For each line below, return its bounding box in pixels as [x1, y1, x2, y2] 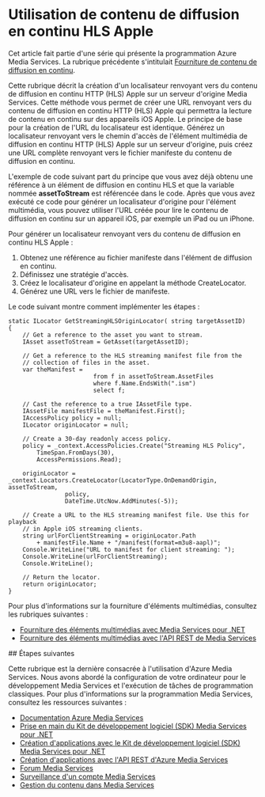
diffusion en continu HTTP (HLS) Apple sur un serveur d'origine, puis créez [8, 139, 253, 149]
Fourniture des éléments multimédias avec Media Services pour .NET [19, 624, 246, 634]
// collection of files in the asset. [22, 359, 150, 366]
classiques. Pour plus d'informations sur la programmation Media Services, [8, 689, 253, 698]
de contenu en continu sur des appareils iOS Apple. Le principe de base [8, 114, 243, 123]
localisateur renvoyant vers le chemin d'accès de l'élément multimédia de [8, 131, 248, 140]
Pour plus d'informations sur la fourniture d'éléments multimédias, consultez [8, 601, 257, 610]
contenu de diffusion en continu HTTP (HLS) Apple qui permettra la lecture [8, 105, 252, 116]
